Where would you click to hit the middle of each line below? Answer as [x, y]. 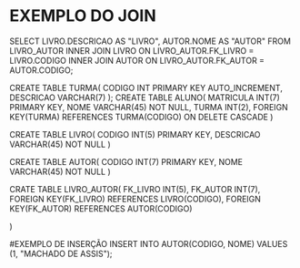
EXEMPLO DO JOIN [83, 16]
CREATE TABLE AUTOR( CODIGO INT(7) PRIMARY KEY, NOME [126, 161]
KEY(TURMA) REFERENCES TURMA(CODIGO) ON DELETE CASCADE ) [141, 117]
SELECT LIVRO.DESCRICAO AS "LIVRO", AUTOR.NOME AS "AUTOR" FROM [150, 41]
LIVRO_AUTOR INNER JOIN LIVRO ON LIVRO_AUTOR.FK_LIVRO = [132, 50]
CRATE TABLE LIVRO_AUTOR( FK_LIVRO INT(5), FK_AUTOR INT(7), [135, 189]
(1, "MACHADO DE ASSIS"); [61, 253]
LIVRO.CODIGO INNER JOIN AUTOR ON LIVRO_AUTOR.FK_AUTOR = [137, 60]
